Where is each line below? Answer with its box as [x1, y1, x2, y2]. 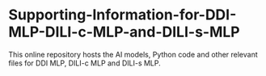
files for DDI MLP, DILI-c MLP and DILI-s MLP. [8, 58, 162, 68]
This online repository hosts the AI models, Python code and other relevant [8, 49, 259, 59]
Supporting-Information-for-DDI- [8, 6, 237, 24]
